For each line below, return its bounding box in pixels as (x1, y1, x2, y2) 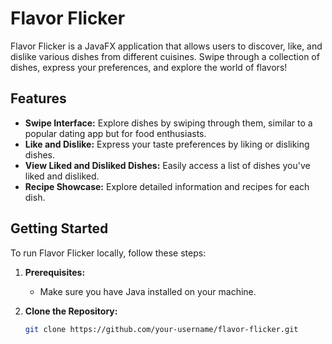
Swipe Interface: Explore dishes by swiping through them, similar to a (24, 117, 313, 129)
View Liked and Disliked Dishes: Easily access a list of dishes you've (24, 159, 311, 171)
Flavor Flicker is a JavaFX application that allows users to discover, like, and (10, 40, 323, 52)
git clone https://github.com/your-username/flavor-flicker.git (24, 324, 299, 334)
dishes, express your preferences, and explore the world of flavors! (10, 61, 288, 73)
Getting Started (10, 220, 109, 237)
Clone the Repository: (24, 305, 118, 317)
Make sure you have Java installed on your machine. (39, 285, 257, 297)
